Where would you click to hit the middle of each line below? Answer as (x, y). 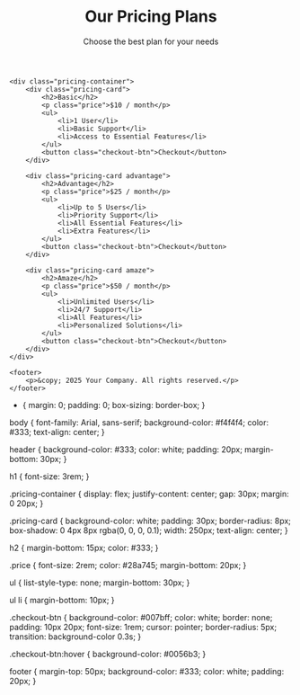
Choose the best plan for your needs (151, 41)
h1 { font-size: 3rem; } (49, 476)
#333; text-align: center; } (57, 432)
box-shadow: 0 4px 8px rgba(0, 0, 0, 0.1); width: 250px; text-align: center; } (149, 530)
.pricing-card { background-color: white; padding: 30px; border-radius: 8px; (150, 521)
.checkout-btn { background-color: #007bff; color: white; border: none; (141, 617)
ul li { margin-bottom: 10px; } (62, 600)
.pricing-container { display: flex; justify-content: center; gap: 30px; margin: (149, 494)
